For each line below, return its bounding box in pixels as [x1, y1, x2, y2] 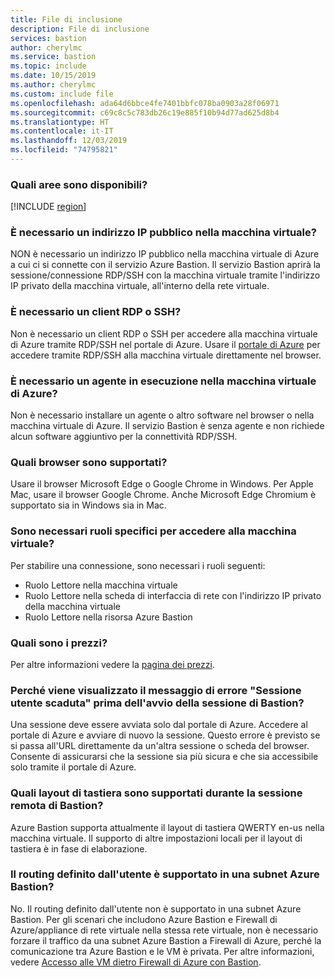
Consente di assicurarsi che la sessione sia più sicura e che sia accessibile [10, 751, 319, 763]
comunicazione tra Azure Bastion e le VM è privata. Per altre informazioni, [10, 945, 315, 957]
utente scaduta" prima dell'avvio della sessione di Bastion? [10, 696, 305, 710]
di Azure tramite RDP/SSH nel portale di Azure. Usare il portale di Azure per [10, 338, 321, 350]
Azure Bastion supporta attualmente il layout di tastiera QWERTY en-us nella [10, 821, 325, 833]
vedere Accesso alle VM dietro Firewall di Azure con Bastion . [10, 956, 262, 968]
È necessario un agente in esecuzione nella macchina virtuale [10, 374, 317, 388]
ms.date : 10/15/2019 [10, 71, 97, 81]
